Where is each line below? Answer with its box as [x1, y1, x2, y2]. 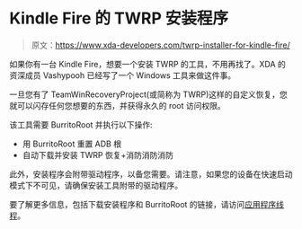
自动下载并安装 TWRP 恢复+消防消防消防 [22, 149, 173, 160]
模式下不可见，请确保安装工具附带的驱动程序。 [9, 180, 182, 190]
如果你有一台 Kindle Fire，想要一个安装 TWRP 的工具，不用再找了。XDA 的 [9, 58, 286, 69]
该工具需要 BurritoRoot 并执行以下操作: [9, 119, 153, 130]
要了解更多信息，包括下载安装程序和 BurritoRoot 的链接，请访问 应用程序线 [9, 198, 285, 209]
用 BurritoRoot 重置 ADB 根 [22, 138, 122, 149]
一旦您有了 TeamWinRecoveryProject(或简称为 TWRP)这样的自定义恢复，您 [9, 89, 288, 100]
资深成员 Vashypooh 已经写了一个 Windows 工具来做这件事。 [9, 69, 236, 81]
